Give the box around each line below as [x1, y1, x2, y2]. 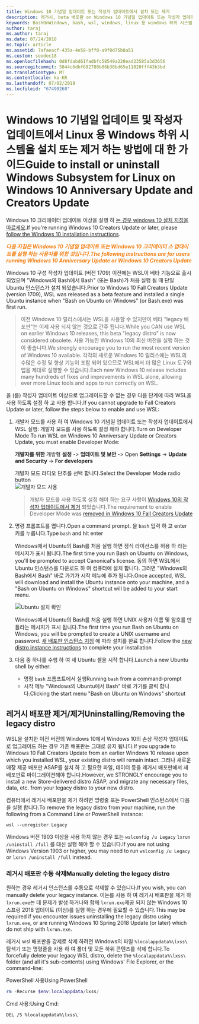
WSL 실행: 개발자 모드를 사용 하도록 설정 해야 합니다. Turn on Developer [14, 425, 182, 432]
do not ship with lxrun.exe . [6, 925, 72, 933]
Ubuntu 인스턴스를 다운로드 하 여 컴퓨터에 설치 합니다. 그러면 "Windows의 [14, 565, 188, 572]
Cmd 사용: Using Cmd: [6, 1000, 59, 1007]
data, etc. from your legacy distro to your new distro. [6, 784, 134, 791]
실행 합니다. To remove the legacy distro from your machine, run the [12, 804, 175, 811]
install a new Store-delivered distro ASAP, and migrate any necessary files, [6, 778, 189, 785]
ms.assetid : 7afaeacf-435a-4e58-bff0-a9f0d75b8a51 [6, 47, 134, 53]
